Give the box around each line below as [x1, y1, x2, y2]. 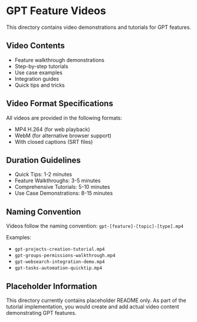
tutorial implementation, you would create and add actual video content [6, 303, 179, 310]
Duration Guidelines [6, 155, 81, 165]
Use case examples [14, 69, 63, 76]
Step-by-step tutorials [14, 63, 69, 70]
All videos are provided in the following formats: [6, 114, 123, 121]
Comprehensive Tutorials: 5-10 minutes [14, 183, 110, 190]
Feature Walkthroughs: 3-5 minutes [14, 177, 101, 184]
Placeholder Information [6, 281, 97, 291]
